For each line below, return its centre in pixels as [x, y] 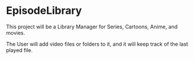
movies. [16, 32]
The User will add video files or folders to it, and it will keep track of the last [97, 44]
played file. [20, 50]
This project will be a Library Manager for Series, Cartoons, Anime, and [92, 27]
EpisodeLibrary [44, 11]
